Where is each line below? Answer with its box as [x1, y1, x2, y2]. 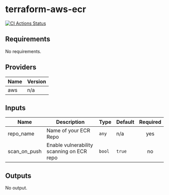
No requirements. [5, 48, 42, 54]
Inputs [5, 104, 26, 112]
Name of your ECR [46, 127, 91, 134]
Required [139, 119, 161, 126]
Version [27, 78, 46, 85]
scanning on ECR [46, 148, 87, 155]
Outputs [5, 171, 32, 180]
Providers [5, 63, 37, 72]
